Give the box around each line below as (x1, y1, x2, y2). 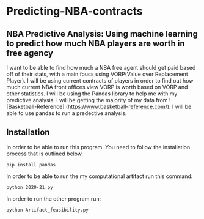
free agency (6, 48, 54, 58)
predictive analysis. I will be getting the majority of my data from (6, 97, 168, 103)
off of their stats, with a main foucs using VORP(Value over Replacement (6, 70, 188, 78)
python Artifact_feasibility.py (6, 207, 89, 213)
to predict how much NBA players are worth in (6, 38, 185, 48)
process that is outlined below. (6, 150, 84, 157)
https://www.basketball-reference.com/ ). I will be (67, 103, 192, 110)
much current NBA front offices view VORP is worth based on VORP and (6, 84, 188, 91)
